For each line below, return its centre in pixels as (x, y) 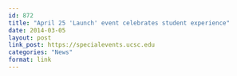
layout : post (30, 38)
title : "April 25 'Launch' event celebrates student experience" (119, 23)
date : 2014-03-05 (37, 30)
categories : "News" (41, 52)
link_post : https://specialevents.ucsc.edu (82, 45)
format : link (30, 60)
